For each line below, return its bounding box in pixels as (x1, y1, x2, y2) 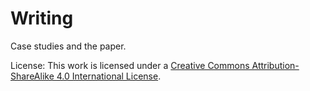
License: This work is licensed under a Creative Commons (10, 59, 250, 71)
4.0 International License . (56, 70, 162, 82)
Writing (10, 7, 74, 30)
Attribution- (251, 59, 300, 71)
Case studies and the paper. (10, 40, 127, 52)
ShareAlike (10, 70, 55, 82)
